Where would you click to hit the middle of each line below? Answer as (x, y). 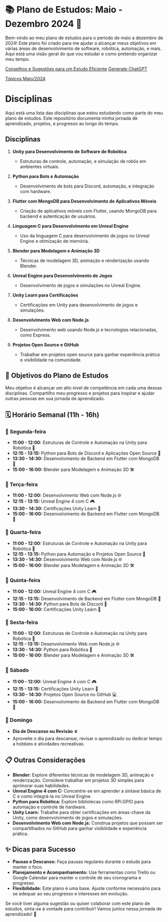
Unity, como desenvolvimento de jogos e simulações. (67, 817)
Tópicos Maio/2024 (26, 78)
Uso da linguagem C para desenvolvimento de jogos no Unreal (85, 236)
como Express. (35, 335)
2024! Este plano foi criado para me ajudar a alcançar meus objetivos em (81, 43)
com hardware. (36, 191)
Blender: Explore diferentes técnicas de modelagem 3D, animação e (83, 775)
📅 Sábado (17, 670)
